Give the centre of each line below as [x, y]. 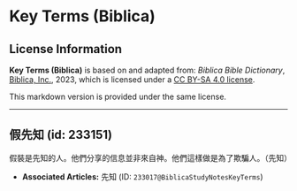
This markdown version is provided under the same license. [118, 96]
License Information [65, 49]
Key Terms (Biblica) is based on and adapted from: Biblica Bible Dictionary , [147, 70]
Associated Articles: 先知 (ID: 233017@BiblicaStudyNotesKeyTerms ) [142, 176]
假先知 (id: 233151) [61, 135]
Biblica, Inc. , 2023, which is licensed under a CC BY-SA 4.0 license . [132, 80]
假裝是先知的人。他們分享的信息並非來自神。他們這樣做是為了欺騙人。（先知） [150, 157]
